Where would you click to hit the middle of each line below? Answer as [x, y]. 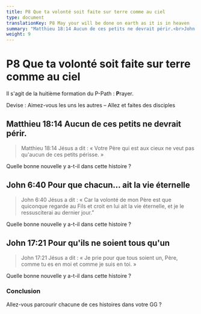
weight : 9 [19, 34]
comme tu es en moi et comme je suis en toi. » [79, 264]
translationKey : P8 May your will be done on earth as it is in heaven [98, 23]
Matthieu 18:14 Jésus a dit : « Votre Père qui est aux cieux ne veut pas [107, 148]
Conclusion [23, 291]
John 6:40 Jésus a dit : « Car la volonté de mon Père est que [96, 199]
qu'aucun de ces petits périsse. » [62, 154]
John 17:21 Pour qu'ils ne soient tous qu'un [88, 243]
